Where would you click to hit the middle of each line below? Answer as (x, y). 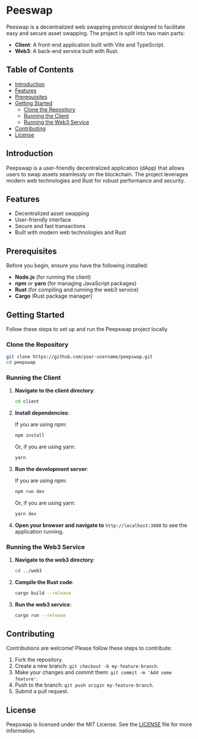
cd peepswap (21, 363)
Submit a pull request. (42, 691)
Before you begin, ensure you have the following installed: (77, 266)
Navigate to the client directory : (55, 391)
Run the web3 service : (43, 604)
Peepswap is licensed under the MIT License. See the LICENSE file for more (99, 725)
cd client (27, 402)
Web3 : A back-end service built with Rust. (67, 51)
